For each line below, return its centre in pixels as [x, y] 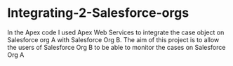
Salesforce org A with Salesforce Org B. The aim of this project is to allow [113, 39]
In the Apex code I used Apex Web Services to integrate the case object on [116, 32]
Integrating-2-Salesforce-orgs [98, 13]
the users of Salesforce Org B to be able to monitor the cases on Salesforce [116, 47]
